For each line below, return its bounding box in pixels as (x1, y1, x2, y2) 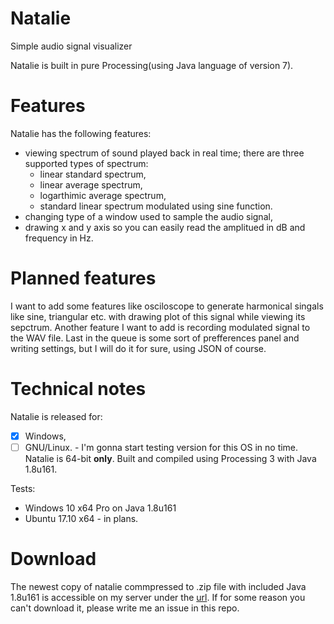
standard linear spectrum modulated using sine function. (39, 200, 273, 212)
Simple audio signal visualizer (10, 40, 133, 52)
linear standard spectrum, (39, 168, 147, 180)
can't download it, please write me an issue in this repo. (10, 602, 240, 614)
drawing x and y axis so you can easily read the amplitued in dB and (24, 221, 306, 233)
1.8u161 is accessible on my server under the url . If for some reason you (10, 591, 306, 603)
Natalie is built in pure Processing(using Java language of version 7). (10, 59, 294, 71)
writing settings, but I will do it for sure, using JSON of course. (10, 342, 267, 354)
